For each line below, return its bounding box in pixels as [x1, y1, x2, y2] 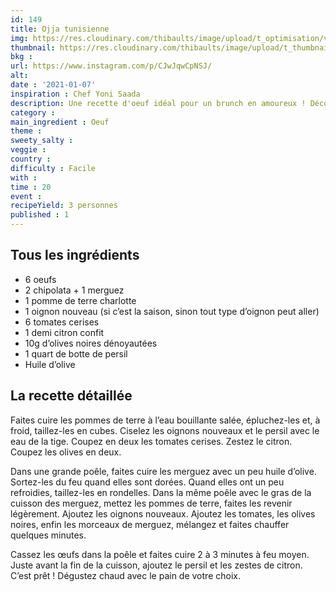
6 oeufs [24, 273, 57, 285]
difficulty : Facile [10, 163, 97, 173]
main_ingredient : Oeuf [10, 117, 110, 127]
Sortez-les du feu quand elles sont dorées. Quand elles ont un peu [10, 476, 285, 488]
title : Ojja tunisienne [10, 24, 110, 34]
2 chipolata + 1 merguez [24, 284, 125, 296]
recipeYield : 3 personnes [10, 201, 118, 211]
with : [10, 172, 38, 183]
